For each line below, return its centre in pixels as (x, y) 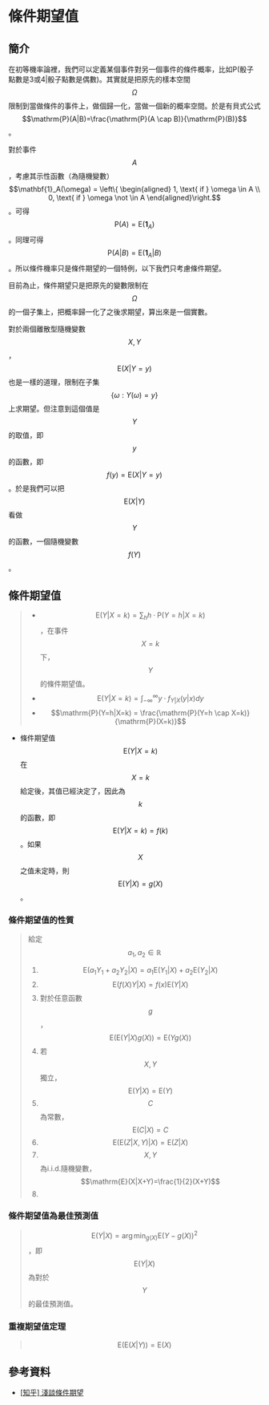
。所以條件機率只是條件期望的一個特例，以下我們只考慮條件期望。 (117, 268)
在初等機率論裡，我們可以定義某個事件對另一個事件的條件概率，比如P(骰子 (131, 69)
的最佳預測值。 (52, 1304)
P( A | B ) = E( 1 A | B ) (134, 253)
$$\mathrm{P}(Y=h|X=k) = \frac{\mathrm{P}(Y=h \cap (140, 713)
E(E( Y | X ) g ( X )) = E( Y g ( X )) (151, 1037)
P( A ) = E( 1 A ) (134, 225)
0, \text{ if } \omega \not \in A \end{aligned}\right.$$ (134, 198)
